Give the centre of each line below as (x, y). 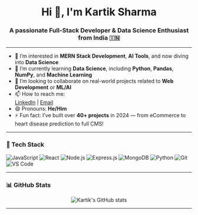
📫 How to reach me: (40, 94)
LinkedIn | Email (34, 102)
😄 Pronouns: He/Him (41, 109)
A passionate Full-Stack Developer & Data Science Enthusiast (99, 31)
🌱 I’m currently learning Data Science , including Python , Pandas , (94, 69)
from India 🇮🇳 (99, 38)
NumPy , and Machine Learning (53, 75)
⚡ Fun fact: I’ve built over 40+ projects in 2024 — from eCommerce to (100, 115)
